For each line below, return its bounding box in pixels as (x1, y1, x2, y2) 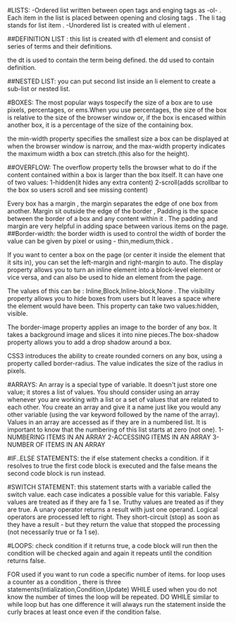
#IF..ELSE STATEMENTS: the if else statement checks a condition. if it (7, 454, 209, 462)
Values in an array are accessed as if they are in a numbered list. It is (7, 418, 207, 426)
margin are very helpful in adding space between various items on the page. (7, 222, 229, 230)
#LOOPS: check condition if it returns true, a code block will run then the (7, 542, 218, 550)
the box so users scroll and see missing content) (7, 186, 149, 194)
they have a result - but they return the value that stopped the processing (7, 521, 221, 528)
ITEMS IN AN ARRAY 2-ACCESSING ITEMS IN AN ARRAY (46, 433, 211, 441)
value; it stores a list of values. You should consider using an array (7, 388, 199, 396)
